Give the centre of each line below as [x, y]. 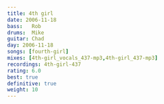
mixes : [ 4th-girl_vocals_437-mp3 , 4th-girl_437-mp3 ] [82, 58]
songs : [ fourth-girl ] [38, 52]
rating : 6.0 [24, 70]
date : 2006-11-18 [32, 20]
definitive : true [32, 83]
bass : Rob [24, 26]
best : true [23, 77]
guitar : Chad [26, 39]
